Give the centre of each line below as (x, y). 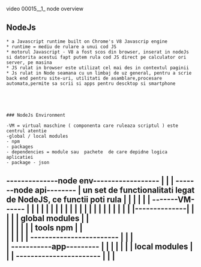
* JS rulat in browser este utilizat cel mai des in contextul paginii (97, 68)
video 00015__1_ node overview (45, 9)
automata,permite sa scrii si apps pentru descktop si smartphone (91, 84)
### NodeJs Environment (36, 115)
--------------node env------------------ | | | (90, 181)
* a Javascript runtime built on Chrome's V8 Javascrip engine (87, 41)
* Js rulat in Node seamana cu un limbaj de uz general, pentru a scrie (99, 73)
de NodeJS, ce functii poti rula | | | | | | (79, 200)
